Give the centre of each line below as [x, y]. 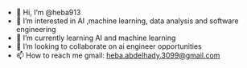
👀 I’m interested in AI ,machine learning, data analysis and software [127, 21]
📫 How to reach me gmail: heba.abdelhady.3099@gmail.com [118, 55]
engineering [36, 29]
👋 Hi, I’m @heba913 [48, 12]
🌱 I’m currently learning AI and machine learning [96, 38]
